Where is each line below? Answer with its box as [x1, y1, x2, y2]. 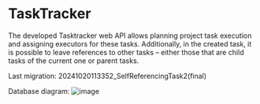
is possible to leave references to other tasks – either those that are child [8, 47, 244, 57]
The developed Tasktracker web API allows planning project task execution [8, 31, 252, 40]
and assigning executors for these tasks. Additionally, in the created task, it [8, 39, 252, 48]
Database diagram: [8, 86, 70, 95]
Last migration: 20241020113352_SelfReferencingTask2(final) [8, 71, 207, 80]
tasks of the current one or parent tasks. [8, 56, 139, 65]
